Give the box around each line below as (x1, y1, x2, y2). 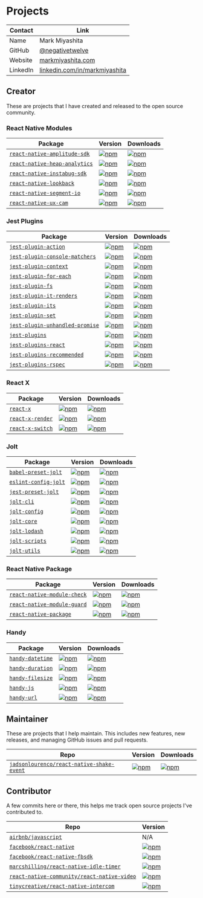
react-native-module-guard (9, 601, 87, 608)
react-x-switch (9, 425, 53, 431)
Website (9, 56, 33, 64)
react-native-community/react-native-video (9, 873, 137, 880)
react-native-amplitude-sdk (9, 150, 90, 158)
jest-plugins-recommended (9, 352, 84, 358)
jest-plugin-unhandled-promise (9, 322, 100, 329)
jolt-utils (9, 547, 40, 554)
